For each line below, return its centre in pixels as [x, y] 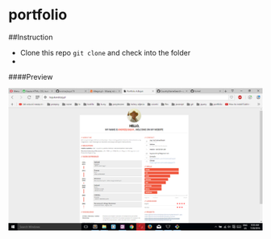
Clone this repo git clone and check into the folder [105, 52]
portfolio [38, 15]
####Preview [31, 76]
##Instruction [31, 37]
